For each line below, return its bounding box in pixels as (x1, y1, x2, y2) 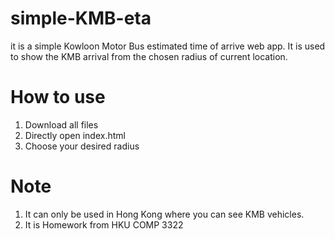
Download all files (24, 118, 99, 131)
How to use (10, 86, 106, 109)
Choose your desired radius (24, 140, 140, 152)
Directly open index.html (24, 129, 126, 141)
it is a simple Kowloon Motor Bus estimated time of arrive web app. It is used (10, 40, 326, 52)
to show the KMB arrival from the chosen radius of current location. (10, 50, 288, 62)
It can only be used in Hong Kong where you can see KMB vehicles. (24, 208, 305, 220)
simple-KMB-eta (10, 7, 152, 30)
